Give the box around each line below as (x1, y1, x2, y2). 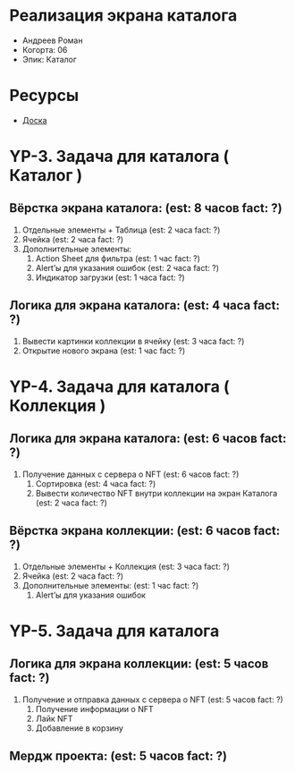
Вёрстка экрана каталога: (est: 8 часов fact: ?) (9, 200, 283, 216)
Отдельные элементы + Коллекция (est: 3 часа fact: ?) (21, 561, 231, 572)
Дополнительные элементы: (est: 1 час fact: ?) (21, 580, 199, 590)
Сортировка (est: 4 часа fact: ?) (35, 478, 156, 488)
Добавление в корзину (35, 722, 123, 734)
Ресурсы (9, 86, 80, 106)
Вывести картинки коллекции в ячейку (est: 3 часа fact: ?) (21, 335, 245, 346)
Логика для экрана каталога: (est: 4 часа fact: (9, 298, 280, 313)
